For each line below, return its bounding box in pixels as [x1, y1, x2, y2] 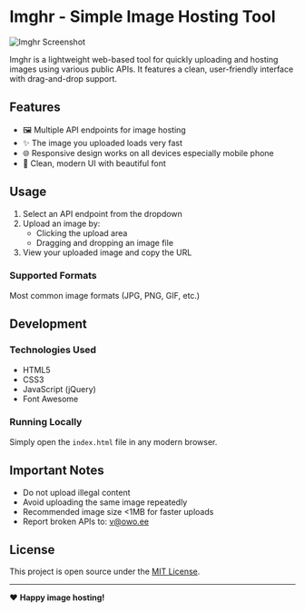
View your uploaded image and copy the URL [22, 247, 192, 258]
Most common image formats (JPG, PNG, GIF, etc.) [9, 290, 201, 301]
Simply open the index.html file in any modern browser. [9, 436, 218, 447]
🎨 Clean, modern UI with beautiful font [22, 157, 166, 169]
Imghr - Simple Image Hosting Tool [9, 6, 276, 27]
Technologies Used [9, 343, 97, 356]
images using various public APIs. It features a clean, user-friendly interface [9, 64, 294, 74]
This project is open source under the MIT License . [9, 566, 201, 577]
